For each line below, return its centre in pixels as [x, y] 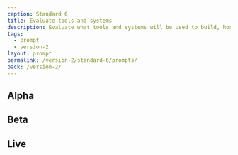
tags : [15, 34]
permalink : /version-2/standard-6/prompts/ [73, 60]
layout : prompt [30, 54]
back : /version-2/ [34, 67]
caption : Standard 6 [38, 14]
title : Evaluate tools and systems [60, 21]
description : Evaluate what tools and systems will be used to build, [114, 27]
